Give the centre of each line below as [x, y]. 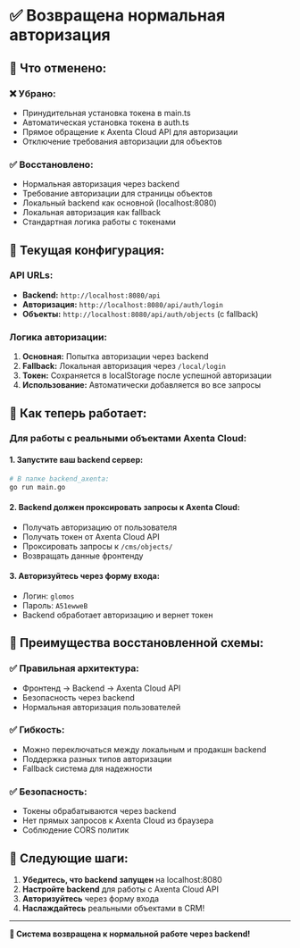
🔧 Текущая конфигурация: [87, 250]
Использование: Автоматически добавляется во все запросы [142, 385]
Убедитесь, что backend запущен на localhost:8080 [122, 879]
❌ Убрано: [33, 93]
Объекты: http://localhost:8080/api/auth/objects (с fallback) [140, 314]
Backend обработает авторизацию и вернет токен [117, 615]
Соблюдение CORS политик [75, 830]
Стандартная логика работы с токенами [99, 222]
